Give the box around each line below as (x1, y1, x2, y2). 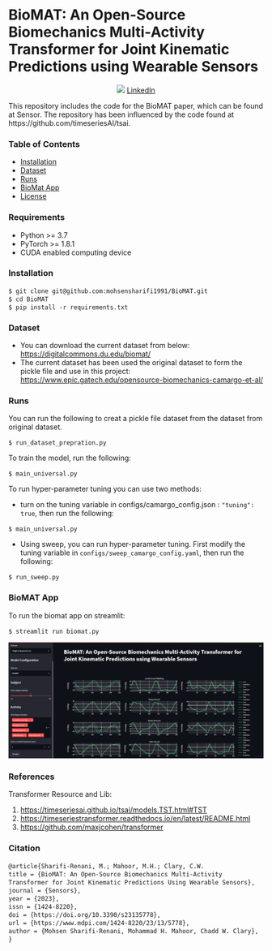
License (19, 191, 47, 201)
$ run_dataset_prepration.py (8, 439, 107, 447)
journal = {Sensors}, (8, 886, 82, 894)
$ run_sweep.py (8, 574, 60, 582)
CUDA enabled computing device (19, 247, 132, 257)
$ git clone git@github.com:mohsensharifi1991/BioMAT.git (8, 286, 208, 295)
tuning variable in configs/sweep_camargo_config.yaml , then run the (19, 548, 244, 557)
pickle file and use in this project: (19, 367, 131, 377)
